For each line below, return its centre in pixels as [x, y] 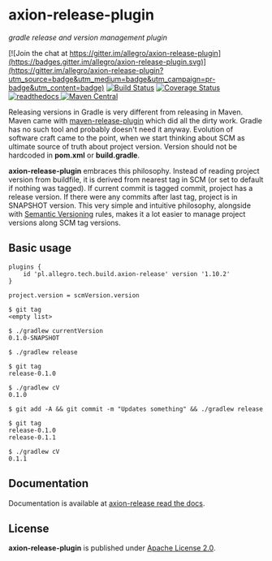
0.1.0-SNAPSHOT [34, 338]
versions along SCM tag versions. [65, 222]
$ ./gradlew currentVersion [56, 330]
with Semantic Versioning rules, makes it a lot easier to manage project [127, 214]
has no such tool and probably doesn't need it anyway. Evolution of [121, 129]
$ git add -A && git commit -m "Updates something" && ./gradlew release [136, 409]
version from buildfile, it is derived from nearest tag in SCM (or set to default [136, 179]
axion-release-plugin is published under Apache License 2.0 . [112, 548]
